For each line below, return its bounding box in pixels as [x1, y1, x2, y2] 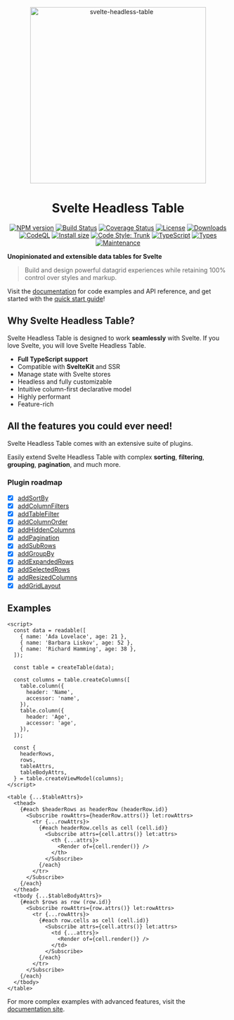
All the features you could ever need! [7, 420, 173, 432]
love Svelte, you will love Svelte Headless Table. [7, 341, 146, 349]
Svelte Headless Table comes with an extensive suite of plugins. [7, 439, 193, 447]
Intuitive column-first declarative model [17, 384, 132, 393]
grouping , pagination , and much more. [7, 460, 121, 468]
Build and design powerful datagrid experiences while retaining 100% [24, 265, 226, 274]
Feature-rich [17, 399, 54, 408]
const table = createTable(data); [13, 664, 115, 672]
